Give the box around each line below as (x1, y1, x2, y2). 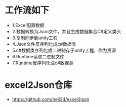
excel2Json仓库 (5, 79, 72, 91)
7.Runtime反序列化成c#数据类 (12, 60, 74, 66)
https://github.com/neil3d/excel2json (12, 96, 90, 102)
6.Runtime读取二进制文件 (12, 53, 64, 59)
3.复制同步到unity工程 (12, 35, 58, 41)
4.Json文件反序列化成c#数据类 (12, 41, 76, 47)
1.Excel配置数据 (12, 22, 45, 28)
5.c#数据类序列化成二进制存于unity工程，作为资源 (12, 47, 116, 53)
